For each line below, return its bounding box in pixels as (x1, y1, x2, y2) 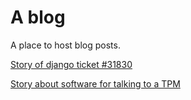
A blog (10, 6, 66, 29)
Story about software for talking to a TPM (10, 77, 181, 90)
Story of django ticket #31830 (10, 58, 133, 70)
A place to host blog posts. (10, 39, 121, 51)
